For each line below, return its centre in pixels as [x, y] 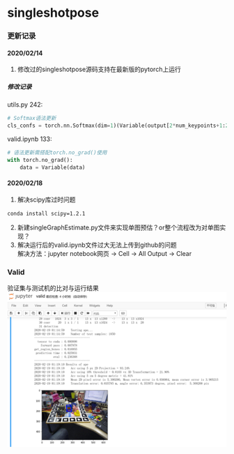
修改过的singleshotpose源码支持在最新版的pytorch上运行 [99, 69]
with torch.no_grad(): [40, 160]
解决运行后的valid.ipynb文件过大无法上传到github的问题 [97, 245]
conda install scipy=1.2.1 [46, 213]
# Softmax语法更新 [32, 119]
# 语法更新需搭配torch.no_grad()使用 [57, 153]
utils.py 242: [25, 105]
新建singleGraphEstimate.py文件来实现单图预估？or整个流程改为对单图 [118, 227]
